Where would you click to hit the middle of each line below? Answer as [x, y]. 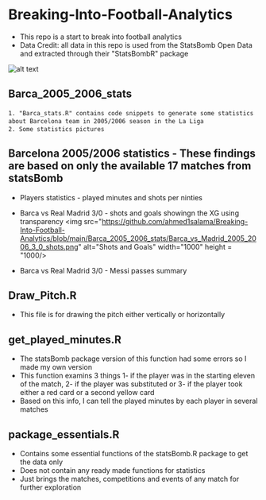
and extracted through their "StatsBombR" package [104, 53]
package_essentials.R [64, 434]
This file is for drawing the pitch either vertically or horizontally [122, 315]
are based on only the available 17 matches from [130, 166]
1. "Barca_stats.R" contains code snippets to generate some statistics [131, 113]
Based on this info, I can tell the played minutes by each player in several [139, 401]
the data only [41, 462]
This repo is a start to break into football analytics [101, 37]
